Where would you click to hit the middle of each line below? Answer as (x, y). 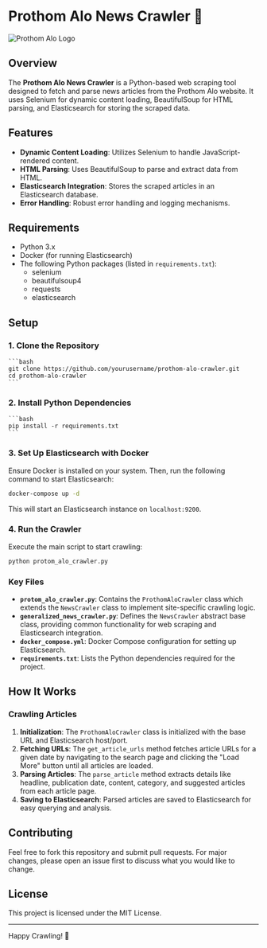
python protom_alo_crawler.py (58, 561)
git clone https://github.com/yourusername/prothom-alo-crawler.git (124, 369)
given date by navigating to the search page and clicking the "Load (130, 757)
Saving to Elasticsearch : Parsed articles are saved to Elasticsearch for (135, 799)
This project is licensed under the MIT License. (85, 913)
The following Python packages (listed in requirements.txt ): (118, 264)
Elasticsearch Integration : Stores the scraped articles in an (117, 185)
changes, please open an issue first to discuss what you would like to (122, 860)
